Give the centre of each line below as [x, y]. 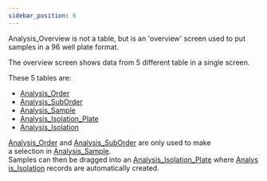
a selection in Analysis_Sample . [60, 151]
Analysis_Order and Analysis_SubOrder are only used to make [110, 142]
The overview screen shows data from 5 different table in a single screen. [129, 62]
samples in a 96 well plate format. [64, 47]
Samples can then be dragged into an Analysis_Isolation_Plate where [122, 159]
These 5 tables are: [40, 77]
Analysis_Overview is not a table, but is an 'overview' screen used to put [127, 38]
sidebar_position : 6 [43, 16]
